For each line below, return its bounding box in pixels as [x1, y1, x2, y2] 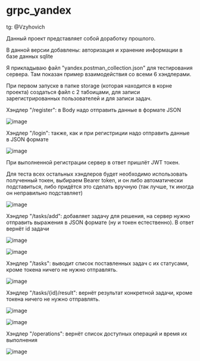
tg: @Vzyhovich [6, 23, 45, 30]
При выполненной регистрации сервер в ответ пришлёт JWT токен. [6, 158, 180, 166]
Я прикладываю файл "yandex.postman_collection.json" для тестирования [6, 64, 193, 71]
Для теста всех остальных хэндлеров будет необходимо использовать [6, 170, 188, 178]
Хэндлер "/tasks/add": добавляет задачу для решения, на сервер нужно [6, 212, 190, 219]
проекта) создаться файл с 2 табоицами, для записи [6, 88, 140, 95]
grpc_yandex [6, 4, 71, 17]
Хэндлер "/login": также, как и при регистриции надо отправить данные [6, 129, 190, 136]
